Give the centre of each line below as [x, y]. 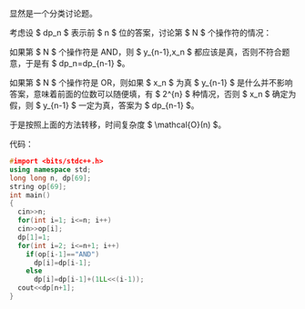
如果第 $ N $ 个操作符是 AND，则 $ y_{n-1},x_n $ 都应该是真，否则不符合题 [150, 52]
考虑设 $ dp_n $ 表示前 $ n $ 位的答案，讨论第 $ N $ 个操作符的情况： [141, 33]
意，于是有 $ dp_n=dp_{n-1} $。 [70, 63]
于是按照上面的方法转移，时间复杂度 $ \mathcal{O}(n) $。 [118, 125]
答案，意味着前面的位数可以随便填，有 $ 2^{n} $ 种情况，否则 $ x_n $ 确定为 [153, 94]
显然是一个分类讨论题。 [53, 13]
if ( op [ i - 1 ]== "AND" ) [63, 254]
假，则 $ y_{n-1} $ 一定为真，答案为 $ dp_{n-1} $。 [104, 105]
